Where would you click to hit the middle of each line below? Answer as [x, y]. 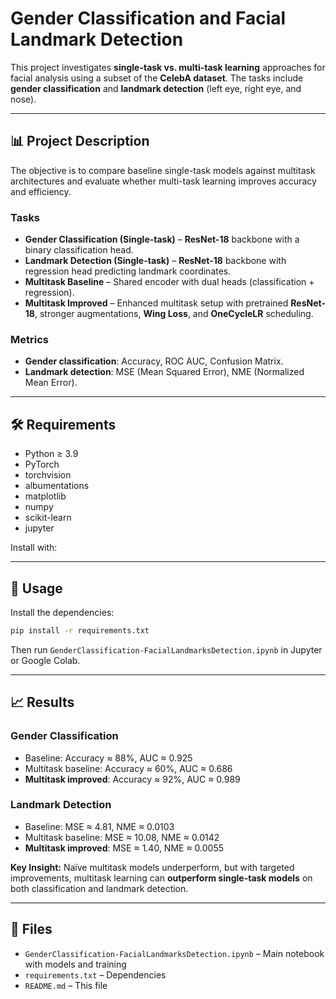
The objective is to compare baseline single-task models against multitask [163, 170]
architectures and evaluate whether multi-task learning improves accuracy [163, 181]
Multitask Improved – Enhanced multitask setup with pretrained [156, 303]
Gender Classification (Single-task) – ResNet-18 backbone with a [162, 239]
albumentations [57, 486]
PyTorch [42, 464]
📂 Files [31, 929]
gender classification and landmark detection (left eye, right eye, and [156, 88]
